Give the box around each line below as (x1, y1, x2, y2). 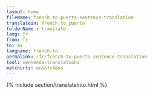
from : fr (6, 37, 28, 43)
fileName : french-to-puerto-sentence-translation (6, 14, 134, 20)
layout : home (6, 8, 39, 15)
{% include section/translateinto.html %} (6, 81, 108, 89)
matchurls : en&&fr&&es (6, 64, 63, 71)
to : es (6, 43, 23, 49)
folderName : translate (6, 25, 67, 32)
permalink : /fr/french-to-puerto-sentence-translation (6, 54, 148, 60)
